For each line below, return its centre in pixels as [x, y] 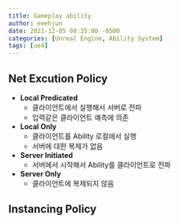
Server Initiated [47, 155]
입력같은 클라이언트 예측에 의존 [80, 117]
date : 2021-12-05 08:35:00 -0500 [64, 31]
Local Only [38, 127]
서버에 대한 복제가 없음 [67, 146]
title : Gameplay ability [50, 16]
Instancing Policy [53, 209]
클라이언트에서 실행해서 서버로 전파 [87, 107]
